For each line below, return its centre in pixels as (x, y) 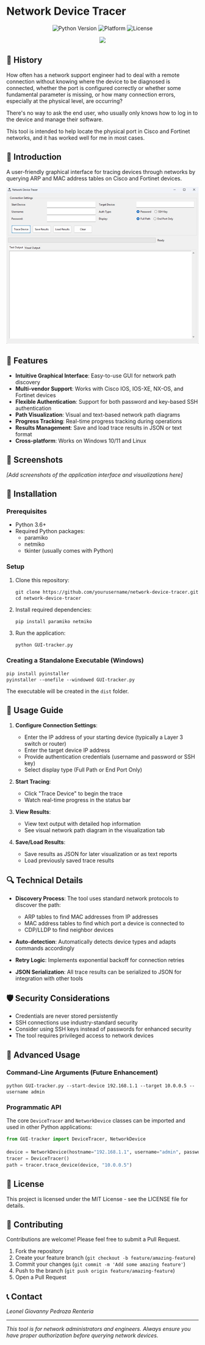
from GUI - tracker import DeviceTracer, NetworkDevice (76, 1139)
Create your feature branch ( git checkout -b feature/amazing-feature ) (105, 1258)
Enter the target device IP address (67, 750)
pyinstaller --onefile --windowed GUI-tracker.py (71, 680)
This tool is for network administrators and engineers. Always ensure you (99, 1329)
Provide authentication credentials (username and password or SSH (110, 756)
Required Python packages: (50, 531)
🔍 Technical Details (45, 881)
